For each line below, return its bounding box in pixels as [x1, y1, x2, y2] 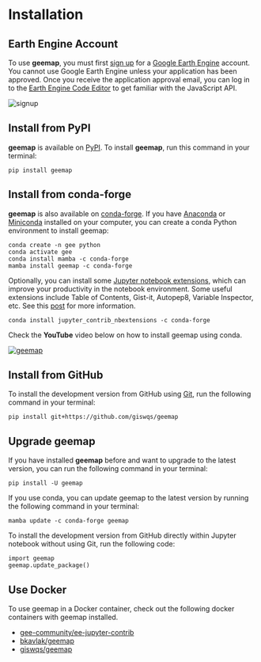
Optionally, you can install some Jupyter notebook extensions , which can [8, 276, 247, 285]
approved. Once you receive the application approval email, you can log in [8, 75, 251, 84]
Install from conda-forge [8, 188, 132, 201]
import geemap [8, 554, 55, 563]
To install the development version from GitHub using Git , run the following [8, 390, 252, 399]
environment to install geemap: [8, 226, 109, 235]
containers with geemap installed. [8, 612, 119, 622]
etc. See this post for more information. [8, 301, 136, 310]
